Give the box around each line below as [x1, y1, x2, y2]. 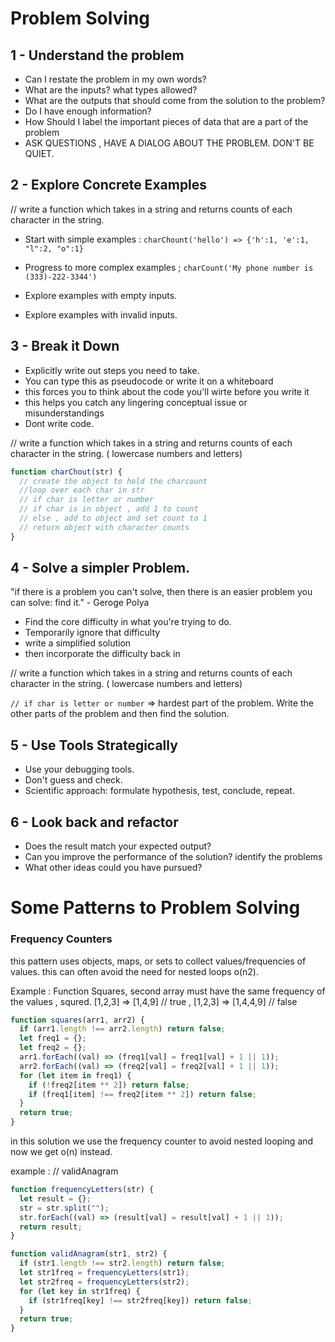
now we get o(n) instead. [10, 1146, 113, 1158]
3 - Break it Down [10, 338, 120, 355]
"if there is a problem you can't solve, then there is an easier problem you [10, 586, 313, 598]
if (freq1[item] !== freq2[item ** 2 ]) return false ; [28, 1089, 257, 1099]
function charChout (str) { [10, 467, 123, 477]
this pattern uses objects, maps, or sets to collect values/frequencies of [10, 955, 307, 967]
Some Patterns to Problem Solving [10, 897, 301, 919]
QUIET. [24, 148, 55, 159]
